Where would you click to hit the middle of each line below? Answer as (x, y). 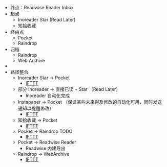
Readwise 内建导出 (45, 148)
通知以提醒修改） (36, 108)
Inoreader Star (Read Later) (47, 20)
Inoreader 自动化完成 (48, 96)
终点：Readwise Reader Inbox (42, 7)
